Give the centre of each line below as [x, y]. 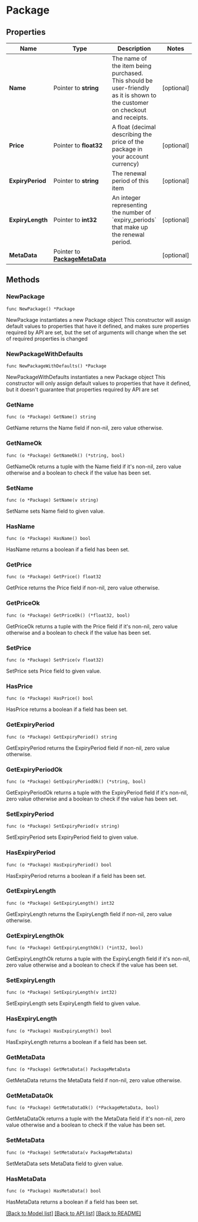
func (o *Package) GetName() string [51, 417]
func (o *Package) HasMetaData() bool [54, 1191]
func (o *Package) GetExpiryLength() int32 [60, 903]
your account [130, 157]
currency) [126, 164]
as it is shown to [134, 95]
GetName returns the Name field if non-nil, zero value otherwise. [85, 428]
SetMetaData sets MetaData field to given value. [65, 1163]
